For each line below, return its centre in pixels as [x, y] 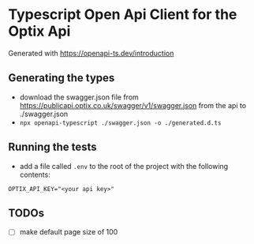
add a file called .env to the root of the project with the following [124, 166]
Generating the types [62, 78]
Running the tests [52, 147]
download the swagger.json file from [79, 97]
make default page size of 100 [69, 232]
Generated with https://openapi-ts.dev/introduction [91, 53]
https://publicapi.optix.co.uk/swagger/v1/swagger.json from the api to [133, 105]
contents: [35, 175]
